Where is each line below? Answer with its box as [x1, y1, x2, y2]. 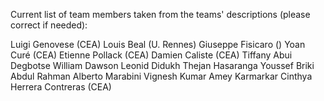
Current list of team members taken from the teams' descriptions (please [10, 9, 311, 20]
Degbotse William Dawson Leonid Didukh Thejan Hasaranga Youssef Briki [10, 60, 315, 71]
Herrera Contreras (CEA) [10, 81, 112, 93]
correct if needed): [10, 19, 88, 31]
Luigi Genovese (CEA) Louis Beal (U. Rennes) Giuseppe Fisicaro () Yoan [10, 39, 306, 50]
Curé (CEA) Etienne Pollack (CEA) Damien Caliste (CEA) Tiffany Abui [10, 49, 293, 61]
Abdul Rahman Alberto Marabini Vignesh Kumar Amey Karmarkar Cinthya [10, 70, 313, 82]
